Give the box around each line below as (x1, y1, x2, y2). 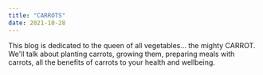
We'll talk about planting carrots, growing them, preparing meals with (8, 49, 235, 58)
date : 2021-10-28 (8, 19, 66, 27)
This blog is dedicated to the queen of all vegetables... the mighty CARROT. (8, 40, 256, 50)
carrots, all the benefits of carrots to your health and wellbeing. (8, 57, 215, 67)
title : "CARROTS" (8, 11, 66, 20)
